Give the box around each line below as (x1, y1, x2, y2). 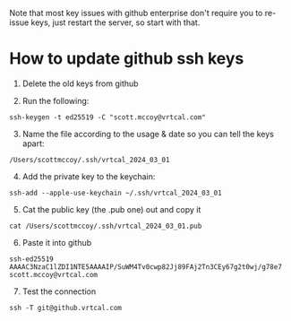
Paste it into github (21, 237, 92, 247)
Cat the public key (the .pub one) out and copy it (21, 204, 201, 214)
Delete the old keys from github (21, 78, 139, 89)
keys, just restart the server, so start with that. (30, 17, 201, 28)
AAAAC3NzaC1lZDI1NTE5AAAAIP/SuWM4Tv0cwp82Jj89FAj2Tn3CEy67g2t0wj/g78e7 (9, 262, 282, 272)
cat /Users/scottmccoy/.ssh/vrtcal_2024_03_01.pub (9, 221, 202, 230)
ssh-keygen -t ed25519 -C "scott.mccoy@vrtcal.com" (9, 112, 206, 122)
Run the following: (21, 95, 90, 106)
